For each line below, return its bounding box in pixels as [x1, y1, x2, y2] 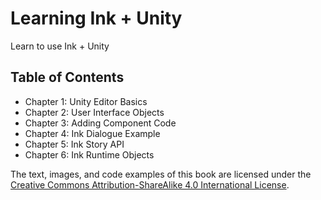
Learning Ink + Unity [10, 7, 183, 30]
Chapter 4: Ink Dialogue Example [24, 127, 161, 139]
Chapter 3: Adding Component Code [24, 117, 177, 129]
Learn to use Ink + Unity [10, 40, 110, 52]
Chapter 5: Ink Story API [24, 138, 125, 150]
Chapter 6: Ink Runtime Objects [24, 148, 155, 161]
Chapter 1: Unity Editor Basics [24, 95, 148, 107]
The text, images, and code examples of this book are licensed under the [10, 168, 312, 180]
